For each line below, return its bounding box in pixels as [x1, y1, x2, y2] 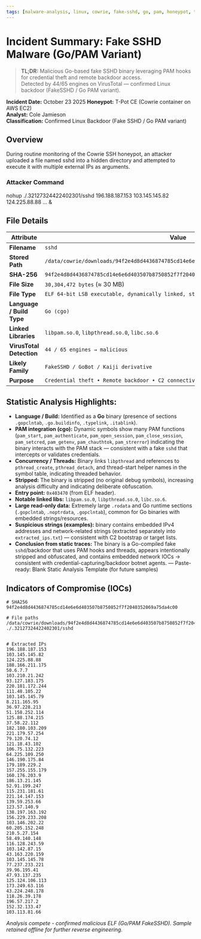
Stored [9, 253, 29, 262]
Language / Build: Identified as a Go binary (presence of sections [14, 412, 177, 420]
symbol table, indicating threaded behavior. [14, 470, 122, 477]
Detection [9, 349, 38, 358]
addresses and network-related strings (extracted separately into [14, 528, 176, 535]
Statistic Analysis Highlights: [6, 397, 117, 407]
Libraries [9, 332, 35, 340]
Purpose [9, 376, 34, 385]
